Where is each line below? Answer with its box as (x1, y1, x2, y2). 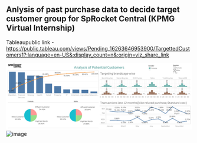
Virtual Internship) (6, 23, 75, 33)
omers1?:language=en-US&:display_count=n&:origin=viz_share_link (6, 51, 170, 58)
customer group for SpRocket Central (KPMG (6, 14, 175, 24)
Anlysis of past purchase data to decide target (6, 5, 180, 15)
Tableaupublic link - (6, 38, 54, 46)
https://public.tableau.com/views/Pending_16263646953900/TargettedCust (6, 45, 191, 52)
